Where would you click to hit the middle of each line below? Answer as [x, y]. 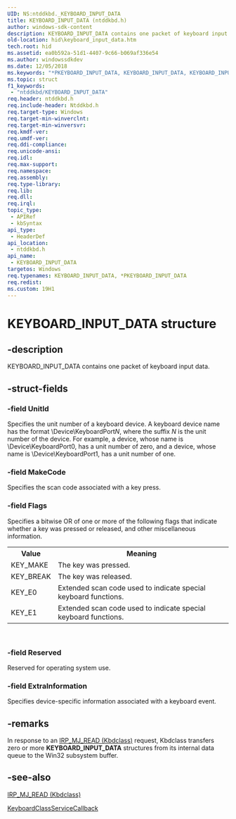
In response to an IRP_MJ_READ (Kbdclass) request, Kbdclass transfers [111, 741]
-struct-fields [38, 388]
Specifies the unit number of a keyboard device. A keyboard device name [113, 424]
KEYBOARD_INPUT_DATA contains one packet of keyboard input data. [109, 366]
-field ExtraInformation [47, 686]
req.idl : [20, 158]
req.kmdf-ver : [28, 132]
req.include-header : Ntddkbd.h [53, 106]
